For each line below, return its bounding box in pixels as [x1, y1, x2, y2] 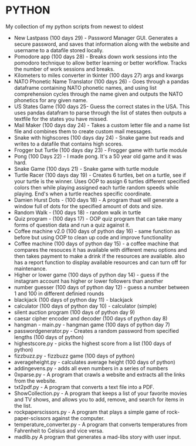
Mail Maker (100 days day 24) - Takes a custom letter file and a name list [13, 121, 190, 129]
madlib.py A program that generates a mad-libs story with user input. [13, 433, 181, 440]
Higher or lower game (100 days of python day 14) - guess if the [13, 271, 169, 278]
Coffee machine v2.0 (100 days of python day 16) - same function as [13, 227, 180, 235]
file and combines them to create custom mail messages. [13, 127, 153, 135]
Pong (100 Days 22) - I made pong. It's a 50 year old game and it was [13, 153, 183, 160]
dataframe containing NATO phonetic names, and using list [13, 84, 157, 91]
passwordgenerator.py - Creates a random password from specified [13, 327, 180, 334]
